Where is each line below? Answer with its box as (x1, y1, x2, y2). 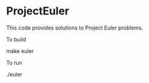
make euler (6, 47, 34, 55)
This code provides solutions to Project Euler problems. (6, 24, 144, 31)
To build (6, 35, 26, 43)
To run (6, 59, 23, 66)
